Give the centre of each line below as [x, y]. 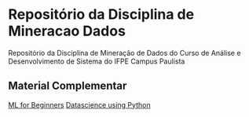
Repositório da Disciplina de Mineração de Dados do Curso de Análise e [124, 53]
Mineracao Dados [67, 31]
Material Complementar [68, 86]
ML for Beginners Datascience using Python [79, 104]
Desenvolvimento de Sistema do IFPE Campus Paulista [97, 61]
